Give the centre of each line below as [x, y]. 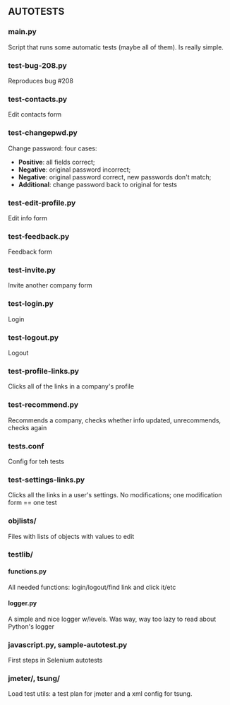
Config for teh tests [36, 461]
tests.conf [26, 446]
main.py [23, 32]
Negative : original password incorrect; [74, 170]
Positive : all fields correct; [56, 162]
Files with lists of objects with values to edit [71, 536]
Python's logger [31, 626]
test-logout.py [34, 337]
